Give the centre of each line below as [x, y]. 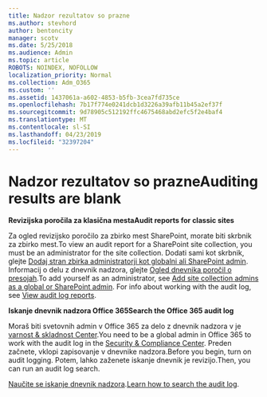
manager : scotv [33, 38]
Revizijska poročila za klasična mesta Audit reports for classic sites [122, 220]
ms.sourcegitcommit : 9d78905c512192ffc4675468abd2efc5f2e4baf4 [116, 113]
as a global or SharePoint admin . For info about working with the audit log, [130, 287]
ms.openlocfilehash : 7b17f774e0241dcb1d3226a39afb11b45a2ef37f [116, 105]
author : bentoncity [41, 30]
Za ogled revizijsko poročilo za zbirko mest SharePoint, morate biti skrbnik [130, 236]
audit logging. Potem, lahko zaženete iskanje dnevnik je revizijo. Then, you [130, 360]
